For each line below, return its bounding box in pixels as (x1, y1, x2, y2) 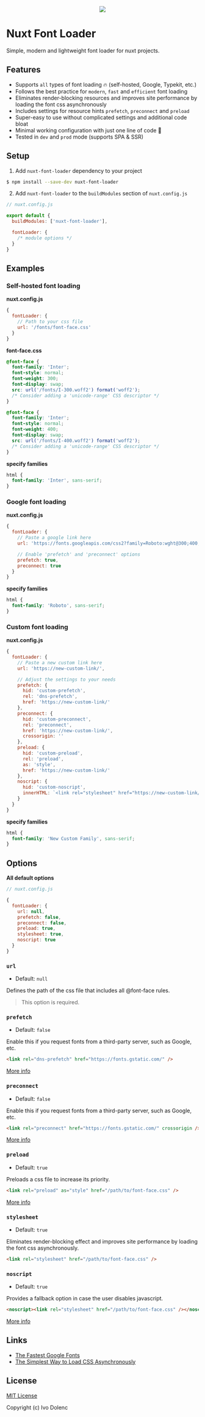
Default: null (15, 975, 48, 982)
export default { (6, 212, 51, 219)
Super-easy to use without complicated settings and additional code (15, 114, 187, 121)
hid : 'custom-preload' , (22, 750, 84, 756)
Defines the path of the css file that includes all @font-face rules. (6, 987, 170, 995)
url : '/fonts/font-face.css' (17, 324, 92, 330)
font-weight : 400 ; (12, 426, 59, 433)
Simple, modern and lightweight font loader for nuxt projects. (6, 46, 160, 54)
